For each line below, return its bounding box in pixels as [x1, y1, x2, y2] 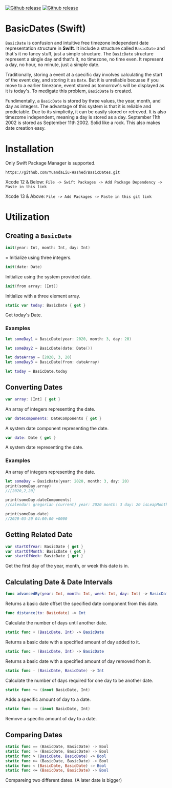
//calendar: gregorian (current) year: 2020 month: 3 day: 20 [5, 502, 141, 508]
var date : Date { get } [5, 435, 56, 440]
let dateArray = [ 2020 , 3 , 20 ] [5, 355, 72, 360]
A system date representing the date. [5, 444, 83, 451]
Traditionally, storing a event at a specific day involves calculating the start [5, 71, 163, 77]
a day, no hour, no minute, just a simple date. [5, 62, 100, 68]
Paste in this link [5, 184, 47, 189]
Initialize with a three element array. [5, 293, 80, 299]
